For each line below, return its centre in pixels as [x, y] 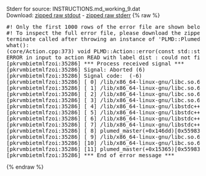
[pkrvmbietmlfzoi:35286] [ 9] [52, 137]
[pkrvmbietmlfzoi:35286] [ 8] [52, 131]
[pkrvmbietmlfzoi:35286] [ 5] [52, 112]
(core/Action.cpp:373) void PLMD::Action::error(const [90, 51]
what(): [18, 45]
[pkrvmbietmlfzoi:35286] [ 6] [52, 119]
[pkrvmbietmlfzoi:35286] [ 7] [52, 125]
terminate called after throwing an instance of [81, 39]
